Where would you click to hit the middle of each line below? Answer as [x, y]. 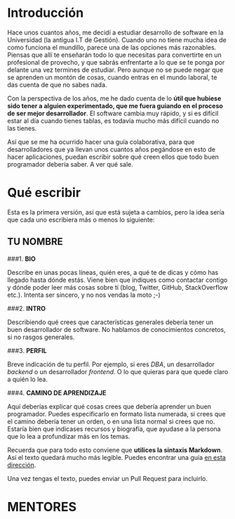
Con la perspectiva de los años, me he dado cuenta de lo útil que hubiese [114, 98]
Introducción [46, 13]
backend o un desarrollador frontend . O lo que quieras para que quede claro [118, 371]
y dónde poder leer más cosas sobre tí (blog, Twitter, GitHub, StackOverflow [117, 287]
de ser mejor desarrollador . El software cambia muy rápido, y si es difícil [113, 113]
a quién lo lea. [27, 379]
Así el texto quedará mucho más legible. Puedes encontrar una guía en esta [116, 457]
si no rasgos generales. [41, 337]
